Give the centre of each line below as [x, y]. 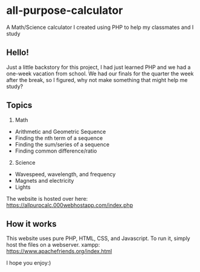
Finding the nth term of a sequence [59, 138]
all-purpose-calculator [65, 11]
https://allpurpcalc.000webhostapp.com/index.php [70, 205]
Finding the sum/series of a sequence [62, 144]
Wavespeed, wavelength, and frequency [65, 174]
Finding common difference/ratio [56, 151]
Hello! [18, 53]
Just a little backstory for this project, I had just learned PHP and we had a [98, 67]
